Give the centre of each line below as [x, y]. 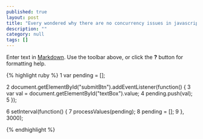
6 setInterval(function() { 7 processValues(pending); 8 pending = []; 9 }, [95, 112]
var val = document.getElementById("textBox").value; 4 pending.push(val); [100, 93]
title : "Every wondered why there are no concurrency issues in [89, 23]
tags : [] [17, 40]
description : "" [27, 29]
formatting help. [26, 63]
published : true [27, 12]
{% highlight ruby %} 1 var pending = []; [56, 75]
